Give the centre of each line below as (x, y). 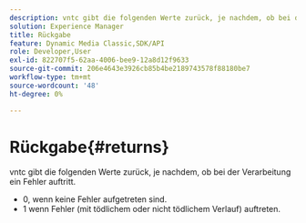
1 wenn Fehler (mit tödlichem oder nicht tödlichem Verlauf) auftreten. (151, 209)
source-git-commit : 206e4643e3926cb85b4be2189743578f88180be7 (130, 69)
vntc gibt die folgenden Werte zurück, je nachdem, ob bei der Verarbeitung (150, 172)
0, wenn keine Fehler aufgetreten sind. (95, 199)
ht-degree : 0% (36, 94)
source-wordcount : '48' (55, 86)
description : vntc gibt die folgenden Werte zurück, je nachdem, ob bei (150, 18)
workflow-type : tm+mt (51, 77)
